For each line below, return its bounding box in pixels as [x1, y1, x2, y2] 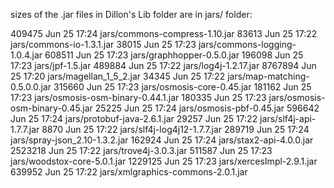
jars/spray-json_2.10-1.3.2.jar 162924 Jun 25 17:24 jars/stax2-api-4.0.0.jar [10, 134, 314, 146]
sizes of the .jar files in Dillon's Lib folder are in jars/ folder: [10, 9, 253, 20]
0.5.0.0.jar [10, 81, 52, 93]
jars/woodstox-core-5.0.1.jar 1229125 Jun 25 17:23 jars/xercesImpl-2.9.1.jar [10, 155, 318, 167]
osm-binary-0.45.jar [10, 102, 93, 114]
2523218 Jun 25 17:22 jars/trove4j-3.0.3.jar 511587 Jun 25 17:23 [10, 145, 273, 156]
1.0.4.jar [10, 49, 43, 61]
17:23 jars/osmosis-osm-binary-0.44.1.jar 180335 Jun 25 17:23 [10, 92, 267, 103]
